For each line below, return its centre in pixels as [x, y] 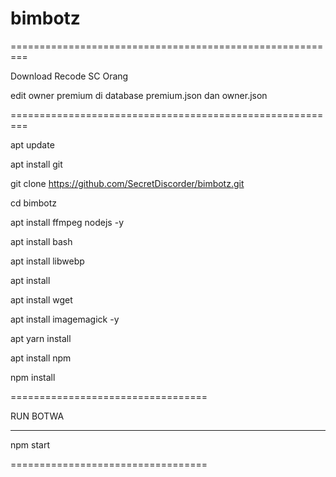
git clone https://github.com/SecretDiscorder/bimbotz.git [127, 183]
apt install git [36, 164]
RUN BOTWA [37, 416]
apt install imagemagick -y [65, 319]
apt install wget [41, 299]
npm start [30, 444]
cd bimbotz [34, 203]
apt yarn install [41, 338]
